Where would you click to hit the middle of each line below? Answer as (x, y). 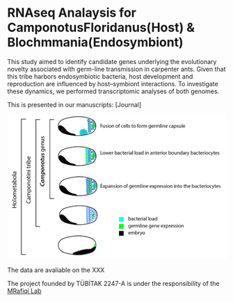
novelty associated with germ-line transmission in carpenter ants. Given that (116, 69)
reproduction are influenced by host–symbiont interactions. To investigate (113, 84)
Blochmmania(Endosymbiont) (95, 42)
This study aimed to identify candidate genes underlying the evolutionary (112, 61)
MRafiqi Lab (24, 291)
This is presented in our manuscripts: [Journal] (74, 104)
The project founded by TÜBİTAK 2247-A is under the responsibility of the (113, 284)
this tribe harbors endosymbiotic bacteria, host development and (100, 76)
